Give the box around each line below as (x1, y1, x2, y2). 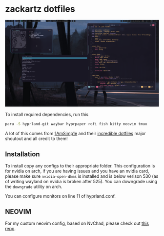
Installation (5, 150, 40, 158)
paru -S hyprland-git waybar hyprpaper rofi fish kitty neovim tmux (5, 121, 147, 127)
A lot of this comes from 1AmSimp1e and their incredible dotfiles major (5, 131, 146, 137)
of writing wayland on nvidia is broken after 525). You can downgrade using (5, 179, 158, 185)
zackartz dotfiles (5, 3, 76, 15)
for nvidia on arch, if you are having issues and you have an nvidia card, (5, 168, 150, 174)
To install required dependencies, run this (5, 112, 89, 118)
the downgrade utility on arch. (5, 184, 62, 189)
